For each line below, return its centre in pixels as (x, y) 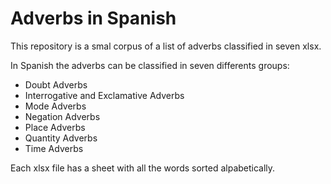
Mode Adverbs (55, 106)
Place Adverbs (55, 127)
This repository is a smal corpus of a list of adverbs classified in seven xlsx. (166, 46)
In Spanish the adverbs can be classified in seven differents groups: (150, 65)
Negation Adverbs (62, 116)
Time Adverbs (54, 148)
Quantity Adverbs (61, 138)
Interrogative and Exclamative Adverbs (104, 95)
